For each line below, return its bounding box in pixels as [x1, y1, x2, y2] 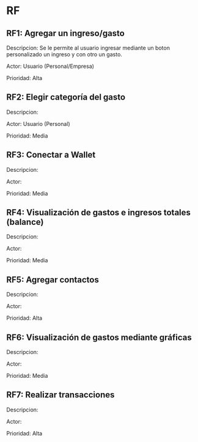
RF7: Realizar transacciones [6, 389, 115, 400]
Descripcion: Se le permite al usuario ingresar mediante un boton [6, 44, 170, 51]
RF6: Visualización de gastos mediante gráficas [6, 332, 193, 342]
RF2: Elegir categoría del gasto [6, 92, 126, 103]
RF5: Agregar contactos [6, 274, 99, 285]
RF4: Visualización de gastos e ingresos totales [6, 207, 191, 218]
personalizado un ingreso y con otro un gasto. [6, 51, 122, 58]
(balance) [6, 217, 44, 227]
